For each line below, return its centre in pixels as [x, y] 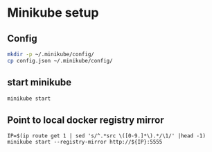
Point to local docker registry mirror [86, 120]
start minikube [39, 82]
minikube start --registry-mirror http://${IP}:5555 [85, 142]
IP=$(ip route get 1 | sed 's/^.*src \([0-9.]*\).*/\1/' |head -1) [107, 136]
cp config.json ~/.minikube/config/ [60, 60]
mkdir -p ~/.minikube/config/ [51, 54]
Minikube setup [53, 13]
